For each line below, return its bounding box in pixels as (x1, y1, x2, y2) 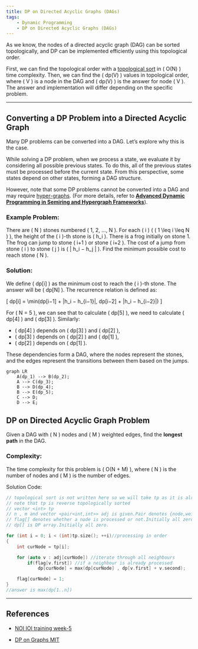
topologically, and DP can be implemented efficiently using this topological (6, 48, 187, 55)
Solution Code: (6, 483, 42, 490)
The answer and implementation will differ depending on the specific (6, 84, 173, 92)
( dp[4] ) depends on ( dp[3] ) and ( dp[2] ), (14, 327, 121, 334)
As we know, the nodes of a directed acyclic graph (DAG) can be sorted (6, 41, 180, 48)
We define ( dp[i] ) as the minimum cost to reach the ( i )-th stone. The (6, 280, 177, 287)
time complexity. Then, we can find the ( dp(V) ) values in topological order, (6, 71, 190, 79)
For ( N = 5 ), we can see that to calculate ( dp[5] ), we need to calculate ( (6, 309, 184, 316)
